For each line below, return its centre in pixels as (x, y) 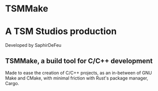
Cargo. (12, 83)
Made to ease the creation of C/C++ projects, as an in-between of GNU (79, 73)
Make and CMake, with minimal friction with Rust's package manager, (77, 78)
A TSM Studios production (61, 32)
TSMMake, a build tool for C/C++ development (79, 61)
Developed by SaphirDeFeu (33, 45)
